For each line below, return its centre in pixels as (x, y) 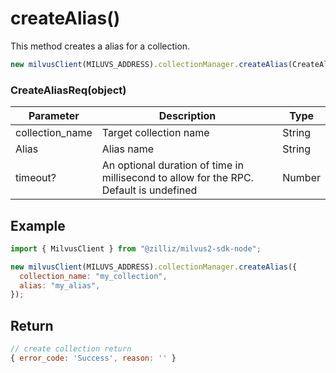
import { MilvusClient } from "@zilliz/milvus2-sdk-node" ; (136, 248)
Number (301, 178)
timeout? (36, 178)
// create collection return (71, 349)
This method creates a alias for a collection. (100, 46)
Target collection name (155, 133)
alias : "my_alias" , (60, 285)
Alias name (128, 149)
